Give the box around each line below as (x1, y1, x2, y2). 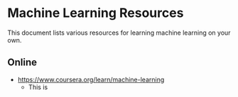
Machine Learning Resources (7, 5, 184, 21)
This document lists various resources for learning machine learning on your (7, 28, 231, 37)
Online (7, 57, 38, 69)
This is (28, 83, 48, 91)
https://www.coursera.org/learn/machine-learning (17, 75, 165, 84)
